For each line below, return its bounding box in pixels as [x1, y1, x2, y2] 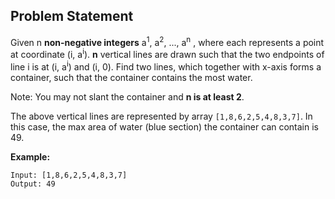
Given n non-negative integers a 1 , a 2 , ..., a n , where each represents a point [10, 34, 325, 48]
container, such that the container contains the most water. [10, 71, 253, 83]
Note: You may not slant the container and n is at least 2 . [10, 90, 245, 103]
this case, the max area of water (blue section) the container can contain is [10, 120, 320, 133]
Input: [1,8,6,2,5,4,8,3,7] [10, 170, 128, 180]
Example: [10, 150, 51, 163]
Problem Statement [10, 8, 134, 25]
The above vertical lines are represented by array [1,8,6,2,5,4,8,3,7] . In [10, 110, 313, 122]
